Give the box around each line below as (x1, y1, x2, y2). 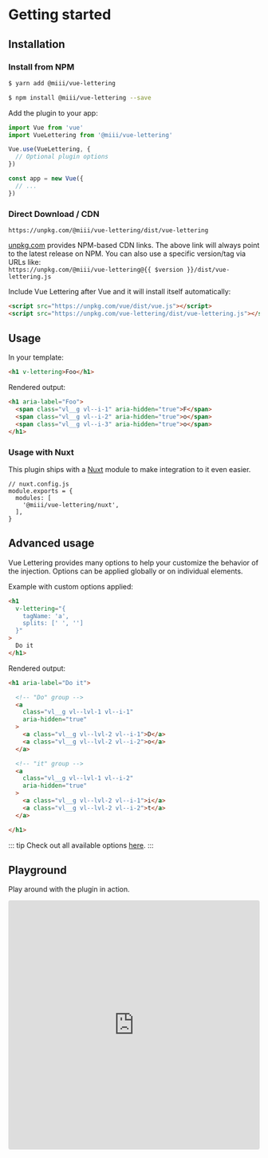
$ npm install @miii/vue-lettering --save (8, 93, 152, 101)
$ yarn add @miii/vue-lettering (8, 79, 116, 87)
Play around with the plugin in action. (8, 884, 130, 894)
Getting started (8, 6, 112, 24)
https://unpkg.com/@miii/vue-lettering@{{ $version (8, 266, 183, 274)
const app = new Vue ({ (8, 175, 84, 183)
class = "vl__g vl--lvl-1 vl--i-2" (22, 774, 134, 782)
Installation (8, 37, 65, 51)
